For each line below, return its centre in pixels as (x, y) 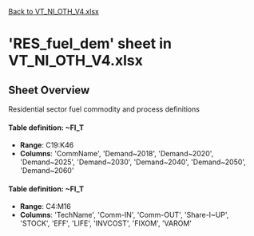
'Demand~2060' (47, 171)
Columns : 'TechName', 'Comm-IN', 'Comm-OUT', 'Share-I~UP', (124, 215)
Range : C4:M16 (46, 206)
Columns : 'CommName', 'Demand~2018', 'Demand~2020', (117, 154)
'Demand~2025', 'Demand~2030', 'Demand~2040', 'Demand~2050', (133, 162)
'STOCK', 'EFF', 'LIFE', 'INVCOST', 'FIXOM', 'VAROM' (105, 223)
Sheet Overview (49, 90)
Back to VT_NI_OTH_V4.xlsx (54, 12)
